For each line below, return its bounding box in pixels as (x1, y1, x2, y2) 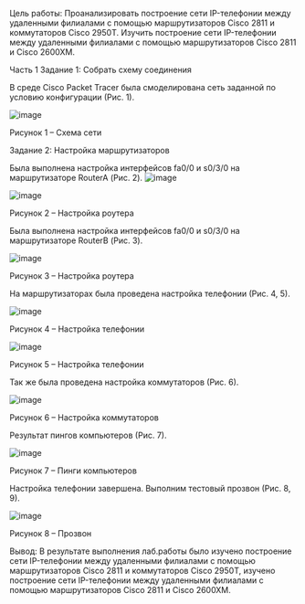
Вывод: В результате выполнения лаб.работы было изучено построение (9, 546, 292, 556)
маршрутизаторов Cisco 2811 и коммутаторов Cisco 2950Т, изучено (9, 566, 276, 576)
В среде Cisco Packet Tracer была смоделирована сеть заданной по (9, 82, 277, 92)
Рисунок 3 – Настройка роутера (9, 270, 134, 281)
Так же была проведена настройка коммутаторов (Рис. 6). (9, 376, 239, 387)
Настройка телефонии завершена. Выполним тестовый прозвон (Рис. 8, (9, 483, 291, 493)
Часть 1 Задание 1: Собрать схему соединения (9, 64, 192, 75)
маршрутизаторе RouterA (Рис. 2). (9, 173, 143, 183)
